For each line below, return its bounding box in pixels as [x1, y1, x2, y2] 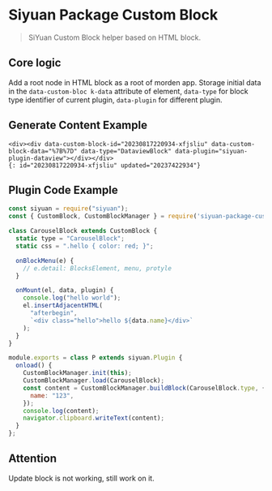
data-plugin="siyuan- [175, 147, 249, 155]
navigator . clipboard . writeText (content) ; [23, 414, 164, 423]
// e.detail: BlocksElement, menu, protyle [23, 264, 172, 273]
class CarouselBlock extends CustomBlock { [8, 227, 158, 235]
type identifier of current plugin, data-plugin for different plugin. [8, 95, 223, 105]
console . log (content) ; [23, 407, 100, 415]
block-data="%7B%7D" [8, 147, 79, 155]
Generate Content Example [8, 118, 148, 132]
